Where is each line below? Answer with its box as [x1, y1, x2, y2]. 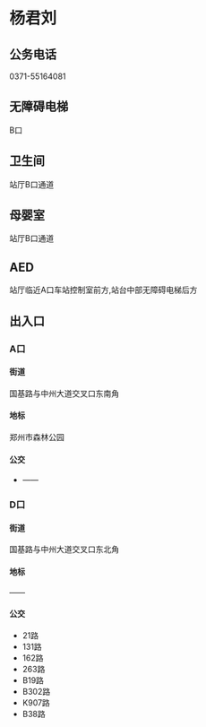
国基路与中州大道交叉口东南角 [9, 387, 119, 399]
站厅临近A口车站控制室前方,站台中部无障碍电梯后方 [9, 284, 198, 296]
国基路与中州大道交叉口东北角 [9, 544, 119, 555]
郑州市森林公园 [9, 431, 64, 442]
